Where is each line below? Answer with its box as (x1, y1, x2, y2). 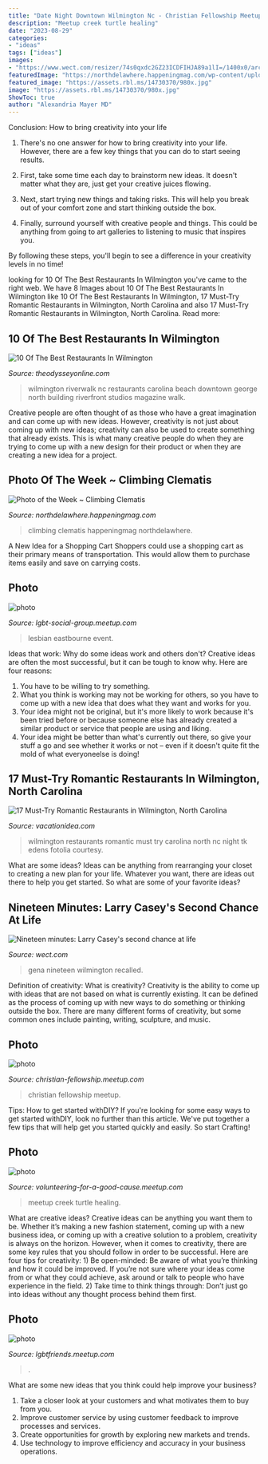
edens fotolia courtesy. (27, 845, 104, 855)
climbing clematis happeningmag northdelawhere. (27, 525, 193, 535)
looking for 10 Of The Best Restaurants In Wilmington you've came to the (8, 275, 247, 284)
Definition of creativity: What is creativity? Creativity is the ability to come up (8, 981, 260, 991)
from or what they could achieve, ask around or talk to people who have (8, 1272, 245, 1282)
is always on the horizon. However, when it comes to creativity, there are (8, 1238, 247, 1248)
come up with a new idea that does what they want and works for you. (19, 698, 251, 707)
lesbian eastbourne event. (27, 633, 114, 643)
